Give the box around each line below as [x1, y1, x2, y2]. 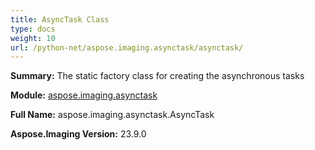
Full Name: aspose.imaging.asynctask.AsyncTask [10, 109, 215, 121]
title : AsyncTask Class [10, 14, 110, 25]
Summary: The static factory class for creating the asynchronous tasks [10, 70, 305, 82]
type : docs [10, 24, 56, 34]
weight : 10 [10, 33, 56, 43]
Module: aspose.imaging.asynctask [10, 89, 158, 101]
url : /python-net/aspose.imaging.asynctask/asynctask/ [10, 42, 244, 53]
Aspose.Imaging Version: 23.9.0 [10, 128, 147, 140]
